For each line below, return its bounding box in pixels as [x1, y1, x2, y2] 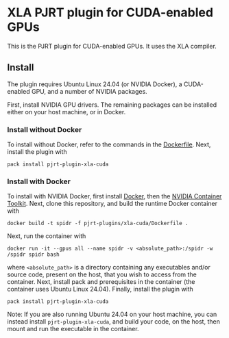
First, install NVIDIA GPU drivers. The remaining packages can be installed [7, 101, 217, 109]
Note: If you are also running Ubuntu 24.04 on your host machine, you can [7, 310, 217, 319]
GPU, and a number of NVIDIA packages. [31, 87, 147, 95]
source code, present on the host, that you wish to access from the [7, 270, 197, 278]
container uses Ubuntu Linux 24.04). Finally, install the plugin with [7, 285, 193, 294]
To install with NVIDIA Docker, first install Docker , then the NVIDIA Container [7, 192, 222, 200]
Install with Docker [7, 177, 71, 186]
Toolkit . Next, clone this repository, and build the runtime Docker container [7, 200, 218, 208]
